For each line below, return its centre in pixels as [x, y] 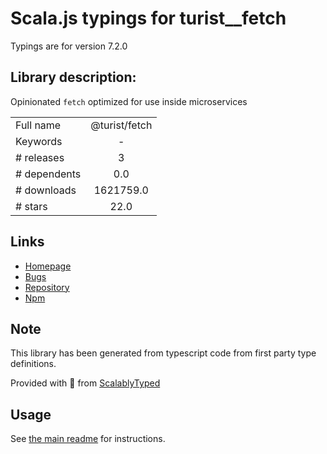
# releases [40, 157]
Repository [47, 287]
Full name [38, 125]
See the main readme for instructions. [88, 439]
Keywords [39, 141]
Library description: [73, 77]
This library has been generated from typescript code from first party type [163, 353]
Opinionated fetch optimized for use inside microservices [129, 101]
